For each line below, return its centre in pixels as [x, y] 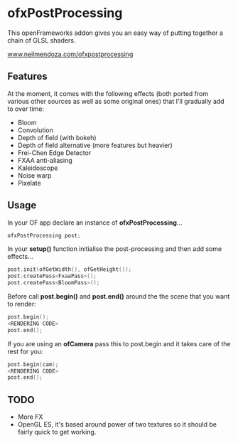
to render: [22, 304]
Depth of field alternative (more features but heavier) [95, 145]
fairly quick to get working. [57, 432]
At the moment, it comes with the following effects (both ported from [108, 93]
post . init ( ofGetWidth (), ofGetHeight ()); [70, 269]
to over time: [26, 109]
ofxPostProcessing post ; [44, 235]
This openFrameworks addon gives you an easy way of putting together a [115, 33]
